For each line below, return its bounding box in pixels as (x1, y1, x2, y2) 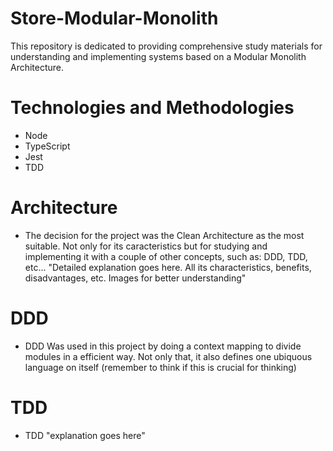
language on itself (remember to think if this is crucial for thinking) (24, 361, 297, 373)
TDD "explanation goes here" (24, 429, 146, 441)
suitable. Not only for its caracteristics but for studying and (24, 240, 268, 252)
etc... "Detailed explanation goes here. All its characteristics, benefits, (24, 261, 312, 273)
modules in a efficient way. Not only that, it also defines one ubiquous (24, 350, 313, 362)
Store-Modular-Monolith (10, 7, 219, 30)
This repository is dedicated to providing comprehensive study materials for (10, 40, 323, 52)
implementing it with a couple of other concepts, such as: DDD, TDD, (24, 250, 308, 262)
